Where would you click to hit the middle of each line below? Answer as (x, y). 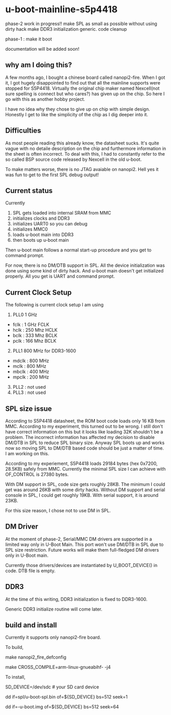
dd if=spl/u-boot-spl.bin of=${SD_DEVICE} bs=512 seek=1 (66, 697)
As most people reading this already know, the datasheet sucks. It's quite (82, 143)
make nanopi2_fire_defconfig (36, 657)
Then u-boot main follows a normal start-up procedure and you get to (78, 250)
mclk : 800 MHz (30, 366)
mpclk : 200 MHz (31, 377)
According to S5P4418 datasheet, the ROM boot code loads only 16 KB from (85, 421)
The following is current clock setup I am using (54, 305)
